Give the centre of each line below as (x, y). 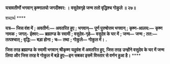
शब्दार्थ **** (16, 18)
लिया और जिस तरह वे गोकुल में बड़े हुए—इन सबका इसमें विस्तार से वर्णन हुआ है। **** (73, 55)
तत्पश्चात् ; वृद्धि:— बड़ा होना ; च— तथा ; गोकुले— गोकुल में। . (56, 40)
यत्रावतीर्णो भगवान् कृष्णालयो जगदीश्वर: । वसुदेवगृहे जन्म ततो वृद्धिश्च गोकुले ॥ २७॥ (71, 8)
